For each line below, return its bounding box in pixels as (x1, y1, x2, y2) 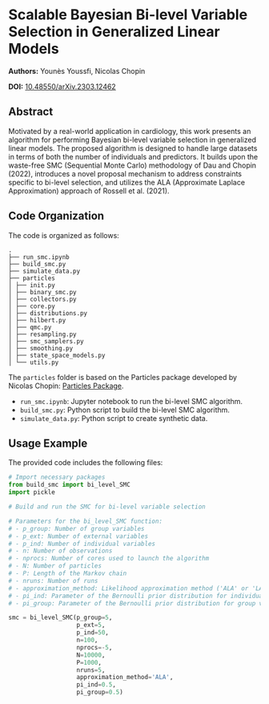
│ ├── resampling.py (8, 330, 78, 338)
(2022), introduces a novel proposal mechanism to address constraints (8, 168, 243, 178)
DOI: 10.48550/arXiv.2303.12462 (8, 82, 116, 91)
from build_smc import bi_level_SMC (8, 481, 130, 489)
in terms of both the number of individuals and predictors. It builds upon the (8, 152, 259, 161)
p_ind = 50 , (76, 629, 110, 637)
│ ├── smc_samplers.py (8, 337, 84, 346)
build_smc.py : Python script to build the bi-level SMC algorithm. (19, 405, 231, 415)
